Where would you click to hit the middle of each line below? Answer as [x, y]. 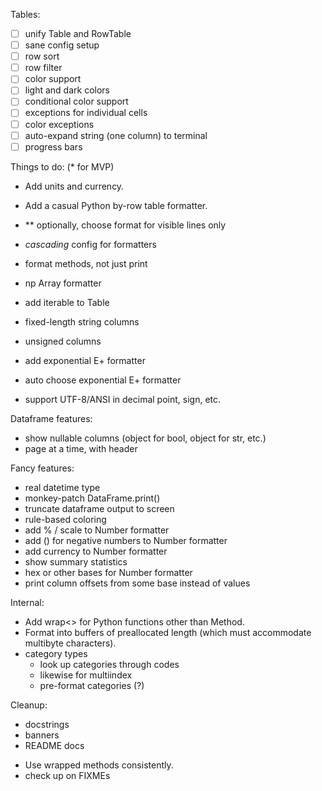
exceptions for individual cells [86, 113]
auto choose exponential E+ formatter [103, 380]
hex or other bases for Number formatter [108, 572]
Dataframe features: [51, 418]
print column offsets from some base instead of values [137, 583]
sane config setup [62, 45]
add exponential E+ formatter [85, 360]
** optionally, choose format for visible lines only [125, 225]
